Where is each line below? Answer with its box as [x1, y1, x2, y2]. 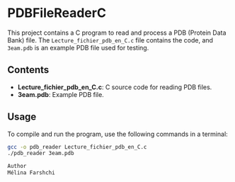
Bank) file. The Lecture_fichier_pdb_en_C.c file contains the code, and [7, 35, 214, 44]
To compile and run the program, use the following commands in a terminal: [7, 130, 228, 138]
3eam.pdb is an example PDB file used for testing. [7, 43, 149, 52]
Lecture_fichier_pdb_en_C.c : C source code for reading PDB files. [17, 83, 212, 91]
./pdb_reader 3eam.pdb [7, 150, 74, 157]
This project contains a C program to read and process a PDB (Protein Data [7, 28, 227, 37]
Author [7, 163, 27, 170]
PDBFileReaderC [7, 5, 106, 21]
